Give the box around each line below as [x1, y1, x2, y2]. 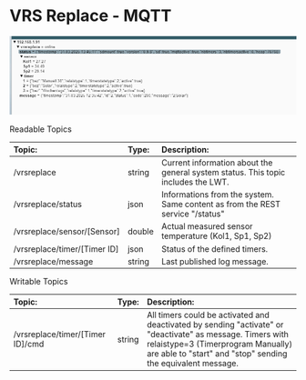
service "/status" [161, 208, 225, 219]
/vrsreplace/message [13, 255, 94, 266]
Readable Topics [9, 124, 73, 135]
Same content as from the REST [161, 199, 280, 210]
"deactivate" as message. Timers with [147, 329, 290, 340]
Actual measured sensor [161, 221, 253, 232]
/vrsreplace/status [13, 199, 82, 210]
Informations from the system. [161, 189, 275, 200]
